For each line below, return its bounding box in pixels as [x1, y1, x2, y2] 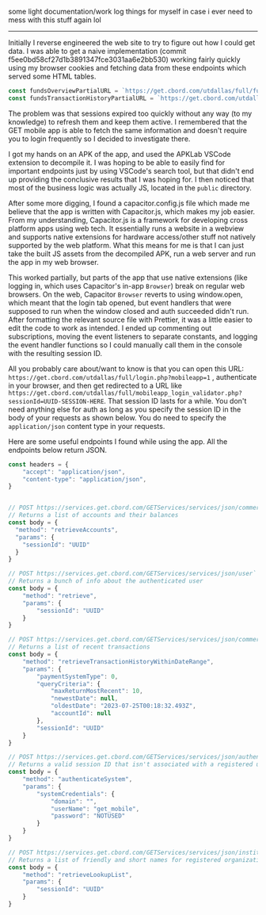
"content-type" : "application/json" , [22, 475, 147, 483]
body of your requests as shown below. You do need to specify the [8, 412, 227, 423]
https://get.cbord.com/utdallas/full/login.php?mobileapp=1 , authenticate [8, 372, 257, 381]
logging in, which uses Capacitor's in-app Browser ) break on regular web [8, 281, 245, 290]
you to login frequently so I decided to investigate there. [8, 134, 191, 144]
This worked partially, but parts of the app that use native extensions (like [8, 273, 248, 282]
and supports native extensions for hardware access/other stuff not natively [8, 232, 256, 241]
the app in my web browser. [8, 257, 99, 266]
